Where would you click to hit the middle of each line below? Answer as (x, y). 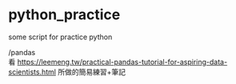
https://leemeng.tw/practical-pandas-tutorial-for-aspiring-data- (122, 62)
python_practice (64, 15)
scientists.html (32, 72)
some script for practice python (60, 37)
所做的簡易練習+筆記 (92, 72)
